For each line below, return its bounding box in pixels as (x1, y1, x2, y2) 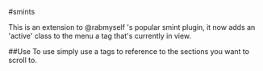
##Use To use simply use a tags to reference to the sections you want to (8, 47, 250, 56)
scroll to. (8, 56, 38, 65)
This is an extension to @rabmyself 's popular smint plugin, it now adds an (8, 23, 256, 31)
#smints (8, 7, 35, 16)
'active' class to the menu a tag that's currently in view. (8, 31, 192, 40)
